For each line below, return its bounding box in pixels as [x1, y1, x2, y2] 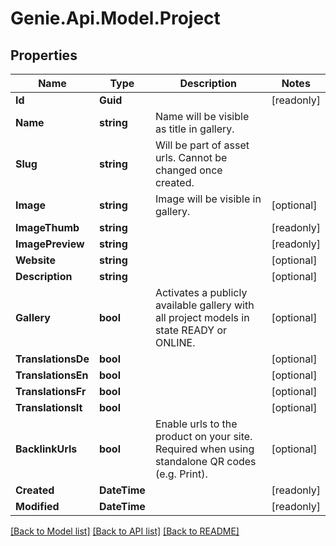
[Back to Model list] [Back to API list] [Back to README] [10, 525, 240, 537]
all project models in [154, 311, 250, 324]
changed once [154, 163, 223, 177]
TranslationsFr [15, 385, 87, 398]
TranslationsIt [15, 401, 83, 414]
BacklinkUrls [15, 442, 78, 456]
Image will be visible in [154, 192, 262, 206]
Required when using [154, 442, 255, 456]
